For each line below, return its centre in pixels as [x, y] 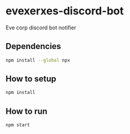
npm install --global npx [38, 60]
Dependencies [33, 46]
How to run [27, 111]
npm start [18, 125]
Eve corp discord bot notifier [41, 28]
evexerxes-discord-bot [65, 11]
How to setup [31, 79]
